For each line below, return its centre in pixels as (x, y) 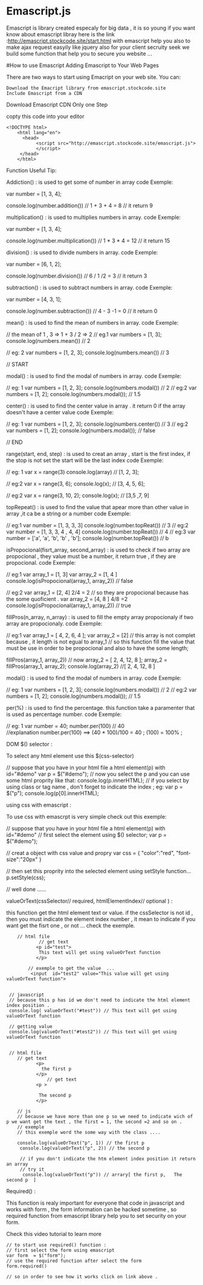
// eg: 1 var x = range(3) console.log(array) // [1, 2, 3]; (72, 472)
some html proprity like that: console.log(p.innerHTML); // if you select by (98, 780)
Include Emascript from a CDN (44, 93)
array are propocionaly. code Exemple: (54, 623)
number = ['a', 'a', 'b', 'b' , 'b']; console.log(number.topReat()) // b (88, 538)
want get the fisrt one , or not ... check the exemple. (71, 925)
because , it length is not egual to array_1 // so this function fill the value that (101, 642)
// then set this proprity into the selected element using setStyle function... (99, 871)
